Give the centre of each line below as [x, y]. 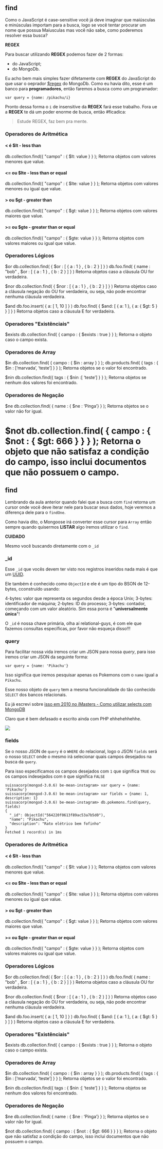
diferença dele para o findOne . [35, 512]
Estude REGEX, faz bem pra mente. [52, 121]
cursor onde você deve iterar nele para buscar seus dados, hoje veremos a [80, 507]
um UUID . [15, 574]
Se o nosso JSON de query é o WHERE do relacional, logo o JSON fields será [81, 751]
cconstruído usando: [39, 589]
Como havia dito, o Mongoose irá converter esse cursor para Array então [78, 522]
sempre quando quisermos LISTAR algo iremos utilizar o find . [67, 527]
